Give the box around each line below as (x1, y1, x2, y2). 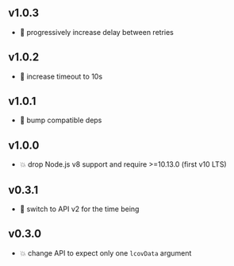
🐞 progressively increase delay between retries (19, 27, 175, 37)
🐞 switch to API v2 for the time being (19, 204, 140, 214)
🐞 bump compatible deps (19, 115, 102, 125)
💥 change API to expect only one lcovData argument (19, 248, 192, 257)
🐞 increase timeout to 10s (19, 71, 103, 81)
